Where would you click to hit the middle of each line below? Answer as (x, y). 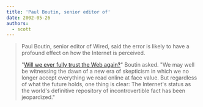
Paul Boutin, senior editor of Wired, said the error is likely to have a (105, 46)
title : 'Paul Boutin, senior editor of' (59, 12)
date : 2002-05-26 (28, 18)
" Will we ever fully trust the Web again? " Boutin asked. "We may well (108, 65)
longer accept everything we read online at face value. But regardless (109, 78)
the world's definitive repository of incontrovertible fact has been (103, 91)
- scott (22, 29)
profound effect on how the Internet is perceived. (83, 53)
